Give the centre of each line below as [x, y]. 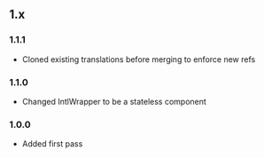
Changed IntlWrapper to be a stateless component [114, 101]
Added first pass [52, 144]
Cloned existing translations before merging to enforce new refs [139, 59]
